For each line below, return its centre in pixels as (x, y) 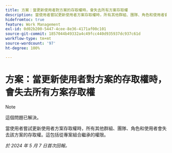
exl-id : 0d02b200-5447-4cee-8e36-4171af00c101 (56, 29)
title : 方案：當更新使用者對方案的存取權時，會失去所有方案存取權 (67, 10)
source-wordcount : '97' (31, 43)
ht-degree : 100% (23, 48)
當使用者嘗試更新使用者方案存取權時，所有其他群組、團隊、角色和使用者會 (84, 128)
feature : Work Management (33, 24)
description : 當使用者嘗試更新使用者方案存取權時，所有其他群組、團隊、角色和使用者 (85, 15)
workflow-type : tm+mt (28, 39)
